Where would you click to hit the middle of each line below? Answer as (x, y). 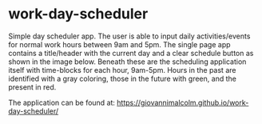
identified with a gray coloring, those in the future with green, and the (123, 78)
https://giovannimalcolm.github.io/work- (183, 102)
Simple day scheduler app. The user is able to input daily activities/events (129, 36)
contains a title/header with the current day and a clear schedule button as (131, 53)
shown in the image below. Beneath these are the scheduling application (127, 62)
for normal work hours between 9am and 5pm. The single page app (119, 44)
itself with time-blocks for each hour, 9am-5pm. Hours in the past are (122, 70)
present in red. (32, 87)
